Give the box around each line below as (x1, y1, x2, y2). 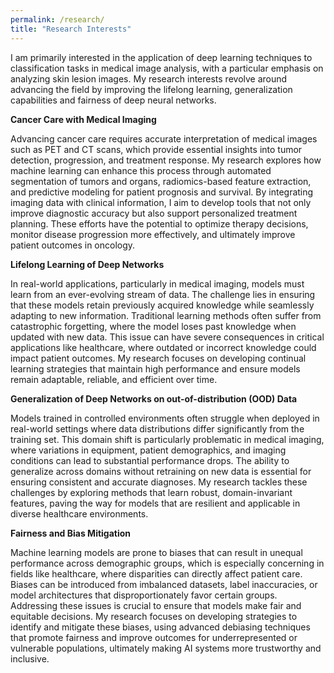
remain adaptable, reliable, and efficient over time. (10, 373, 218, 385)
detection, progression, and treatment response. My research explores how (10, 154, 322, 166)
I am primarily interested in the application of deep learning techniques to (10, 51, 313, 63)
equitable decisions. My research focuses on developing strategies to (10, 610, 298, 622)
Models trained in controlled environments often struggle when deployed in (10, 412, 320, 424)
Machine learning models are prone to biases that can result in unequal (10, 546, 303, 558)
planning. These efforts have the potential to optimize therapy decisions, (10, 217, 309, 230)
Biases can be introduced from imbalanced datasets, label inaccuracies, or (10, 578, 318, 590)
